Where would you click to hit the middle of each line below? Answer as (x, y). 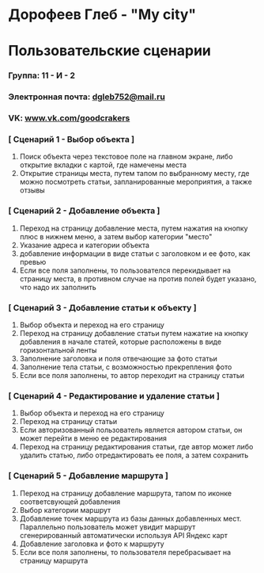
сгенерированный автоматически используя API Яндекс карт (123, 535)
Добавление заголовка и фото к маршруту (92, 544)
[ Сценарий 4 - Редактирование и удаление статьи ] (114, 395)
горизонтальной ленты (58, 350)
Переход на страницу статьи (68, 422)
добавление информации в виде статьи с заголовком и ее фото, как (135, 253)
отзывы (32, 190)
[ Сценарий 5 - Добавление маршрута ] (88, 476)
